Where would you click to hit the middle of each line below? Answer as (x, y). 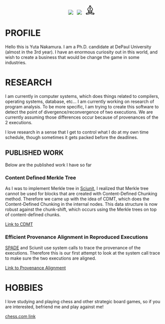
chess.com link (20, 317)
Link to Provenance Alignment (35, 268)
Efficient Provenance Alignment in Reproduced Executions (77, 237)
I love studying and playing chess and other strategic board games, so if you (83, 302)
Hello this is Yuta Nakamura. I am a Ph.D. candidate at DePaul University (78, 46)
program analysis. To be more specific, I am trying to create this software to (82, 106)
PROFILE (23, 33)
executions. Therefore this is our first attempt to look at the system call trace (82, 253)
